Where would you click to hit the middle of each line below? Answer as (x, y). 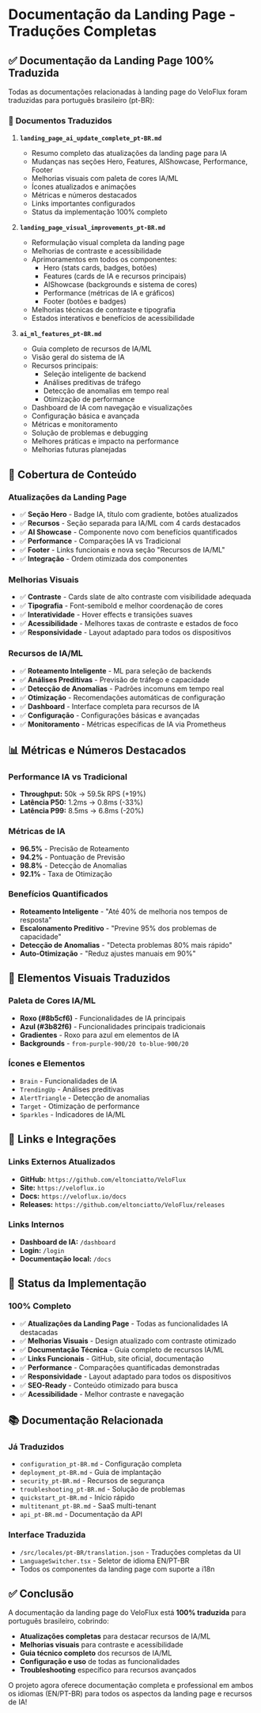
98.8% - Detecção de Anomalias (73, 865)
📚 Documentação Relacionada (86, 1420)
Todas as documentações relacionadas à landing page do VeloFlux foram (128, 92)
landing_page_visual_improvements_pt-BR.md (93, 228)
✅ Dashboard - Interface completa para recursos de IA (110, 706)
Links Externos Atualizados (62, 1162)
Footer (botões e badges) (85, 301)
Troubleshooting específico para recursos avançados (108, 1670)
